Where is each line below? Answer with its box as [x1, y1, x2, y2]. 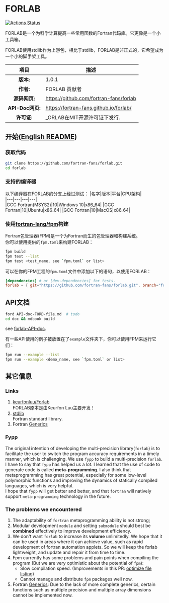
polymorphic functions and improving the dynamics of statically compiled [5, 477, 157, 483]
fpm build [5, 249, 26, 254]
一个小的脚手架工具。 [5, 53, 49, 59]
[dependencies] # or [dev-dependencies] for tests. [5, 278, 116, 283]
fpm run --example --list [5, 352, 59, 357]
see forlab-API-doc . [5, 325, 46, 331]
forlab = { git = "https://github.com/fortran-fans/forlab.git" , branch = [5, 283, 158, 288]
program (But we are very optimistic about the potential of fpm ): [12, 560, 144, 566]
